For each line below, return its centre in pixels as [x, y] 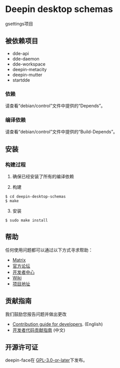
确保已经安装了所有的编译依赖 [43, 177]
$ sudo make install [27, 221]
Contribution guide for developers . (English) [58, 324]
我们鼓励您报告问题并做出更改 [36, 314]
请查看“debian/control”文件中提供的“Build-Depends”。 [61, 132]
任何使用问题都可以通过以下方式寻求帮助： [49, 250]
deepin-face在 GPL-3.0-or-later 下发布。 [46, 360]
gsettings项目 [19, 24]
